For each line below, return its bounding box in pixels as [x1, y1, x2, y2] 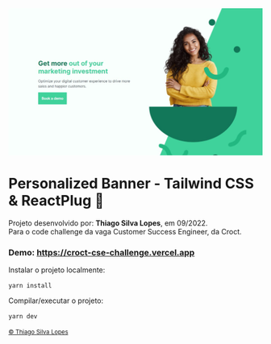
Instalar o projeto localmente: [8, 265, 106, 275]
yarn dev [8, 313, 38, 321]
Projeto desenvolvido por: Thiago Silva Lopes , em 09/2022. [8, 218, 208, 228]
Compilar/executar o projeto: [8, 296, 104, 305]
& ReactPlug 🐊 [8, 192, 105, 210]
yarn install [8, 282, 52, 290]
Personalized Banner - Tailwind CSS [8, 175, 254, 193]
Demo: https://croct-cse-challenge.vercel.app [8, 247, 195, 258]
